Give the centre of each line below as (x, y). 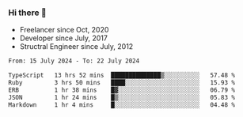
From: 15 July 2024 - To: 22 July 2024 (74, 61)
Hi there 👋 (28, 13)
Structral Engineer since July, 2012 (76, 47)
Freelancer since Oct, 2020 (64, 30)
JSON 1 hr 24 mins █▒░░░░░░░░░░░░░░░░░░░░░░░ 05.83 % (122, 97)
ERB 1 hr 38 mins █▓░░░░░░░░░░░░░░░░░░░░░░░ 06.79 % (122, 90)
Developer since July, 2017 (64, 38)
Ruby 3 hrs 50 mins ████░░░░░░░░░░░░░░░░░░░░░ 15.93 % (122, 83)
